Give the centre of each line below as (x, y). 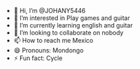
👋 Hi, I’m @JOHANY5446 (50, 11)
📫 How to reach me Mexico (53, 40)
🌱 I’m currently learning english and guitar (73, 25)
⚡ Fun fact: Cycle (38, 58)
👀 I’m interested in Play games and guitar (72, 18)
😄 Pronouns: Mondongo (49, 50)
